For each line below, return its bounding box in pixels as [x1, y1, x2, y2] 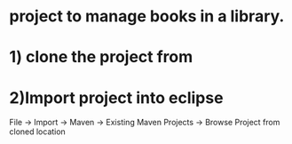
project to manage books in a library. [9, 6, 285, 27]
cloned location [9, 126, 67, 137]
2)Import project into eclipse [9, 87, 224, 108]
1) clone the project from [9, 47, 193, 68]
